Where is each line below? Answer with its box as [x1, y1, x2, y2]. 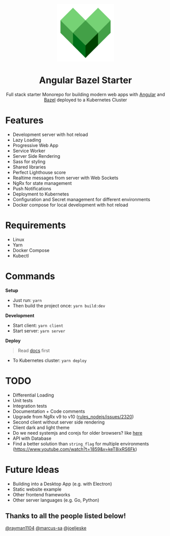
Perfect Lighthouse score [12, 169, 66, 175]
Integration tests [12, 403, 47, 409]
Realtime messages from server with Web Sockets [12, 175, 119, 181]
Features [5, 115, 44, 126]
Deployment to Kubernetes [12, 191, 69, 197]
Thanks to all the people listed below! [5, 512, 126, 520]
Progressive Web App [12, 142, 59, 148]
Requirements [5, 220, 66, 231]
